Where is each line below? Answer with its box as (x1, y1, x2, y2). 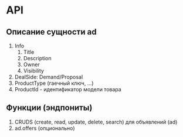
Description (23, 55, 52, 61)
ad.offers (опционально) (14, 124, 75, 132)
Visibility (23, 67, 44, 74)
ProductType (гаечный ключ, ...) (14, 80, 94, 87)
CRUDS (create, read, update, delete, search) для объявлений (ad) (14, 118, 178, 125)
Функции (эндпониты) (6, 103, 93, 113)
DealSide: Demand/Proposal (14, 74, 83, 80)
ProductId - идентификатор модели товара (14, 86, 121, 93)
